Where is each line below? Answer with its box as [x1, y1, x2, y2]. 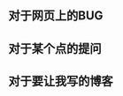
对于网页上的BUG [8, 8, 104, 24]
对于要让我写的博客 [8, 74, 113, 89]
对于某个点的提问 [8, 41, 102, 55]
